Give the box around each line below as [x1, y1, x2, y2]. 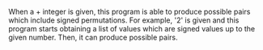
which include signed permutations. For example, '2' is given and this [8, 15, 240, 25]
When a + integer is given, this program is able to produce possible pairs [8, 7, 251, 16]
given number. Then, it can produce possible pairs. [8, 32, 178, 42]
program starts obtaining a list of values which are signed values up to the [8, 24, 256, 33]
